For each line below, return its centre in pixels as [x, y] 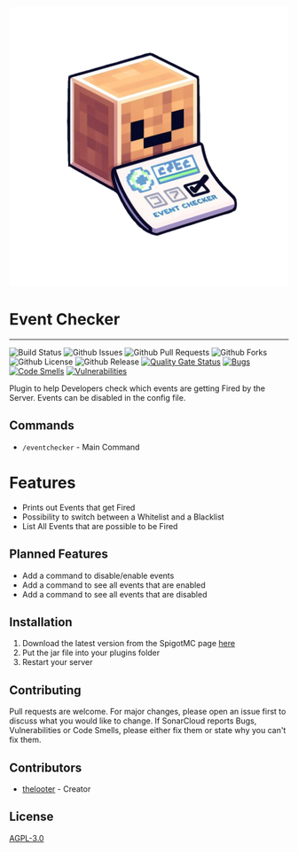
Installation [41, 622]
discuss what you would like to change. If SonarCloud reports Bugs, [133, 721]
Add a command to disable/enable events [98, 575]
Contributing [45, 690]
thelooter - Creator [56, 789]
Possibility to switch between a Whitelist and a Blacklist [123, 517]
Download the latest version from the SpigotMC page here [129, 644]
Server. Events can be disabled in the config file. [98, 397]
